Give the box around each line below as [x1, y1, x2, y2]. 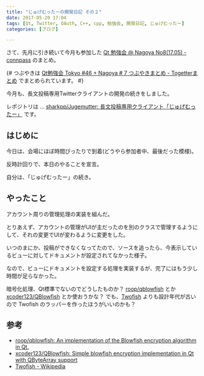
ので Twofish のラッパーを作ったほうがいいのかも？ [6, 300, 136, 308]
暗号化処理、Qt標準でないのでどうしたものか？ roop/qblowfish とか [6, 285, 176, 292]
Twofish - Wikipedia [15, 363, 66, 370]
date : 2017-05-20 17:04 [6, 15, 67, 21]
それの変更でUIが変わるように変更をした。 [21, 231, 129, 238]
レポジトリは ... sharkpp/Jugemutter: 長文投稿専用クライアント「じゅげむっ [6, 103, 196, 110]
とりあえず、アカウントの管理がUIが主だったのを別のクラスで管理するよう [6, 223, 193, 231]
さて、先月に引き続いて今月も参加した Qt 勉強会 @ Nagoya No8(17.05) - [6, 49, 187, 56]
